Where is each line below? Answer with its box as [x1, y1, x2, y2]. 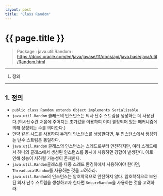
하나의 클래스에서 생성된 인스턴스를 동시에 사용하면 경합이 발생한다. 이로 [17, 149, 154, 155]
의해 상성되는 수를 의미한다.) [12, 125, 66, 131]
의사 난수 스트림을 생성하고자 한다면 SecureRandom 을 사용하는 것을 [17, 179, 142, 185]
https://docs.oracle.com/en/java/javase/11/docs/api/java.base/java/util [16, 54, 158, 60]
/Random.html [16, 59, 45, 65]
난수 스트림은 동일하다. [17, 137, 61, 143]
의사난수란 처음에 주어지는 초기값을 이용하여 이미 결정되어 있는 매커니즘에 [18, 119, 158, 125]
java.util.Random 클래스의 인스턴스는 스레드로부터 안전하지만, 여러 [12, 143, 141, 149]
